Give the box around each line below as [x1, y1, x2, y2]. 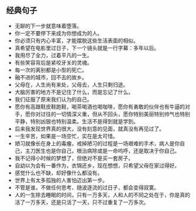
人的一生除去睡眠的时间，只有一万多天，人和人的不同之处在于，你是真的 [14, 191, 190, 198]
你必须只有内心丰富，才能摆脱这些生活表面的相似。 [14, 37, 139, 44]
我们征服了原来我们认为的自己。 [14, 96, 92, 103]
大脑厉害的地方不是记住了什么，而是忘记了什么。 [14, 88, 134, 95]
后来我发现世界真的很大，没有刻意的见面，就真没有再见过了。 [14, 125, 165, 132]
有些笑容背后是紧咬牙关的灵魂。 [14, 59, 92, 66]
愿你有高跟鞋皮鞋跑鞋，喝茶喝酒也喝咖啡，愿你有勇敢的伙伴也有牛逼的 [14, 103, 185, 110]
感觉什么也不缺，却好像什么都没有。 [14, 169, 103, 176]
